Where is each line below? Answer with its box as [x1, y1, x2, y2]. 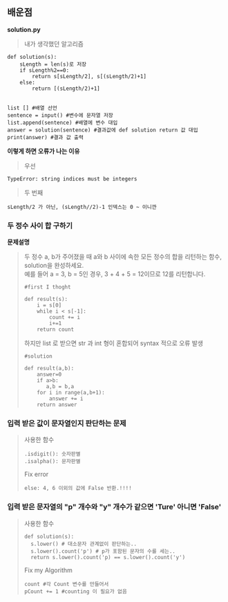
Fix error [23, 470, 49, 479]
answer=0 [37, 371, 62, 378]
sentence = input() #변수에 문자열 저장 [7, 111, 114, 119]
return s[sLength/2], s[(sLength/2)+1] [32, 73, 147, 80]
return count [37, 326, 75, 334]
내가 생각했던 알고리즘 [23, 39, 84, 48]
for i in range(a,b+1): [37, 390, 105, 396]
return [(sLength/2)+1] [32, 85, 100, 92]
